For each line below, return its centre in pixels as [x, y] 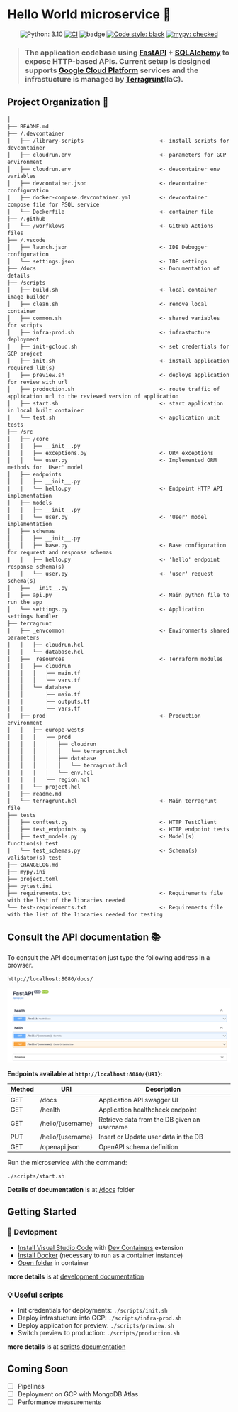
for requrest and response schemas [60, 552]
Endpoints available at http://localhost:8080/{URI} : [85, 1073]
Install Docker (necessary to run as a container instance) [100, 1255]
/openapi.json [60, 1146]
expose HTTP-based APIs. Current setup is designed [118, 61]
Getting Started [42, 1212]
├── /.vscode [27, 240]
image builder [28, 297]
